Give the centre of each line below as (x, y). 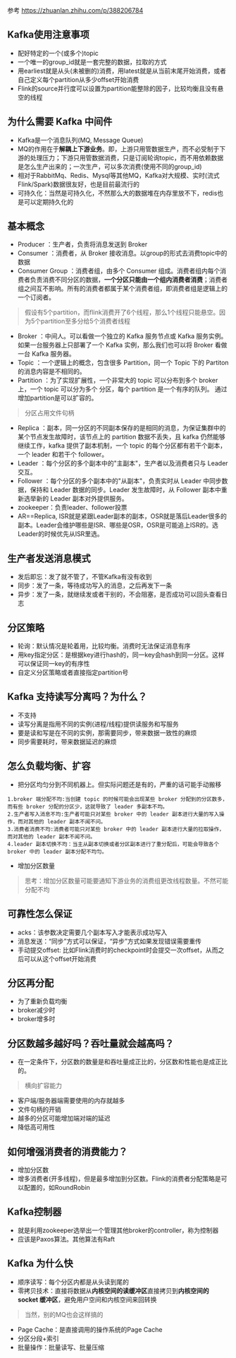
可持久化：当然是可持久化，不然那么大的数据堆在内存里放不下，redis (117, 193)
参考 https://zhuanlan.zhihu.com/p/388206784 (75, 10)
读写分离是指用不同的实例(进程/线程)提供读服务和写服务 (98, 724)
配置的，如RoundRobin (57, 1187)
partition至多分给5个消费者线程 (86, 321)
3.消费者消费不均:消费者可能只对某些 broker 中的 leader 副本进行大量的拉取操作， (116, 829)
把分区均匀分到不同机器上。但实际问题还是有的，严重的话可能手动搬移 (119, 784)
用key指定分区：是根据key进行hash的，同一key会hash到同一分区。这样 (121, 655)
